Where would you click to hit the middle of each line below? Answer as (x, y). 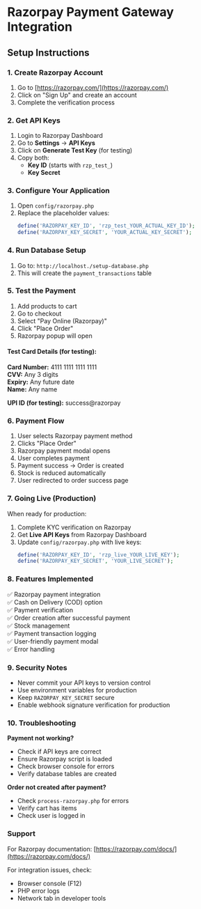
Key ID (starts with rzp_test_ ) (70, 165)
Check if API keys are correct (59, 752)
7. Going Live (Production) (52, 499)
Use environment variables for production (77, 690)
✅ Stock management (39, 626)
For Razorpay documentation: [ (51, 849)
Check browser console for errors (66, 766)
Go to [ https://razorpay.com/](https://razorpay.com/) (93, 87)
